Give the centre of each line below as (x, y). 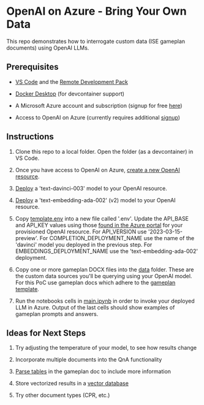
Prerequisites (32, 67)
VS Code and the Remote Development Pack (72, 81)
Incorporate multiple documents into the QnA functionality (89, 360)
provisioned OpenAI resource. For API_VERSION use (81, 232)
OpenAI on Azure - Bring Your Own (96, 11)
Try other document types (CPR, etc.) (62, 395)
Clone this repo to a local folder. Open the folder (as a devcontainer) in (104, 151)
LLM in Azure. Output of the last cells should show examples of (95, 307)
